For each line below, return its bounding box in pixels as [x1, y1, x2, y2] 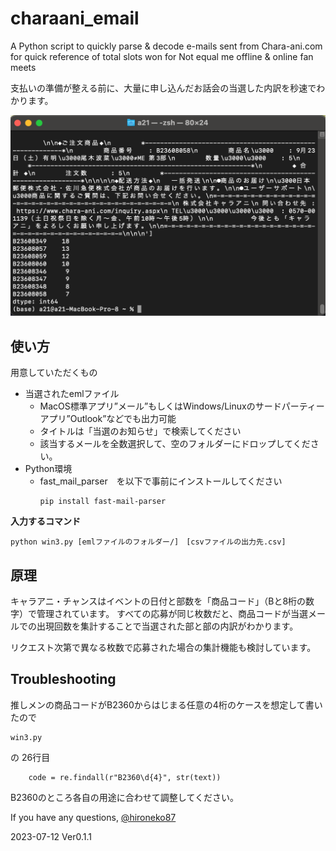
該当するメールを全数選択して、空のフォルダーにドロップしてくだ [39, 438, 311, 450]
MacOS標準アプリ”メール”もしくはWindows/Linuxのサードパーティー [39, 400, 325, 412]
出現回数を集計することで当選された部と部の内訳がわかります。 [36, 620, 299, 632]
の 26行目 [10, 751, 51, 763]
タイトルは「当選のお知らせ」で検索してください [39, 425, 242, 437]
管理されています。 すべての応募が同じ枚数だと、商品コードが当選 [36, 607, 309, 619]
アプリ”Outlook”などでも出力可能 [39, 413, 177, 425]
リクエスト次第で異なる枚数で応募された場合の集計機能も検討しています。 [10, 641, 317, 653]
